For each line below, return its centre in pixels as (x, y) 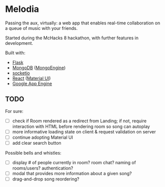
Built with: (15, 53)
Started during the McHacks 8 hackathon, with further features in (72, 38)
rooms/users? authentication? (43, 168)
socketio (21, 73)
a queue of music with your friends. (41, 28)
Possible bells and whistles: (33, 153)
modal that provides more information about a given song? (72, 174)
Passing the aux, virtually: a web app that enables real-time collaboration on (82, 23)
